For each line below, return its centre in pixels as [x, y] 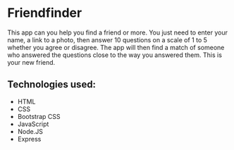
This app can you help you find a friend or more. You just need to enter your [117, 32]
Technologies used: [52, 85]
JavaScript [33, 124]
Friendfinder [45, 13]
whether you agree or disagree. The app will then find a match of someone [116, 47]
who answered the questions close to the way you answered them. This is [115, 55]
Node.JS [30, 131]
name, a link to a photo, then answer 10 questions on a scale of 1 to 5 [107, 39]
